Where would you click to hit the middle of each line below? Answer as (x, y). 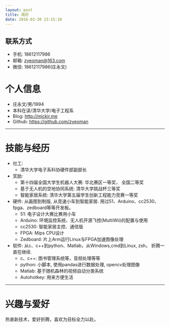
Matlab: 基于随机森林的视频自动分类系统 (62, 271)
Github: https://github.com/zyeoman (50, 121)
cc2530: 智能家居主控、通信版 (52, 227)
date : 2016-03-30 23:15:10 (34, 19)
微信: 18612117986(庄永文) (40, 67)
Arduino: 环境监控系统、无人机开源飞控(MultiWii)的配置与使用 (84, 220)
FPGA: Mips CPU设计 (42, 233)
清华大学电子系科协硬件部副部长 (53, 170)
